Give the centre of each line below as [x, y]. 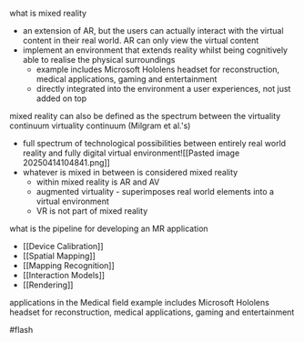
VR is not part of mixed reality [92, 211]
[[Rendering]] [48, 285]
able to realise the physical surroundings [99, 60]
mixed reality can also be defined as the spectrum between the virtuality [145, 116]
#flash [21, 330]
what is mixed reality [48, 13]
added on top [61, 98]
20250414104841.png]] [66, 162]
